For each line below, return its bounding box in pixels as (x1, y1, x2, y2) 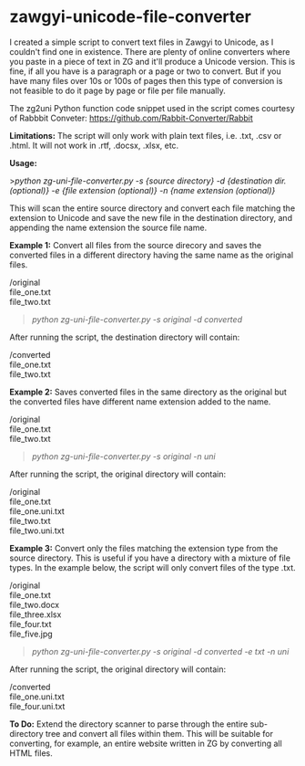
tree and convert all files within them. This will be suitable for (45, 728, 273, 739)
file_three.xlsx (9, 609, 62, 620)
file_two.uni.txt (9, 525, 65, 536)
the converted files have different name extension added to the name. (9, 395, 271, 407)
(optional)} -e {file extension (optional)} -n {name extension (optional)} (9, 184, 276, 195)
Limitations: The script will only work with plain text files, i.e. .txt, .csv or (9, 130, 282, 141)
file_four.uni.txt (9, 700, 66, 711)
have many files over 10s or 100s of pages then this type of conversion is (9, 75, 283, 86)
